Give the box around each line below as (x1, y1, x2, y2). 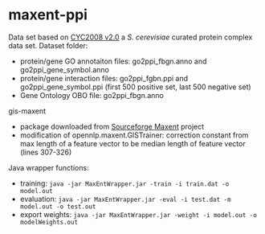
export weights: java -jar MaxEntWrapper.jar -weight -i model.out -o (19, 209, 257, 219)
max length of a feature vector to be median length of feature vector (19, 138, 247, 148)
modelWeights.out (19, 218, 79, 226)
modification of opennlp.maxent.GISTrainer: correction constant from (19, 130, 249, 140)
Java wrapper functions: (8, 162, 90, 172)
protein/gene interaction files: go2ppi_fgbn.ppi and (19, 73, 189, 83)
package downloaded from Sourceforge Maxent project (19, 121, 205, 131)
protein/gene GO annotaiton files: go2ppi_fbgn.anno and (19, 56, 207, 66)
